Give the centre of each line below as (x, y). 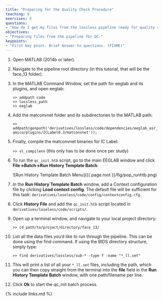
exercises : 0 (19, 18)
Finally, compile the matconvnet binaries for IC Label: (66, 141)
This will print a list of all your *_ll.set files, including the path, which (82, 265)
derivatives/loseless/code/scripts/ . (50, 209)
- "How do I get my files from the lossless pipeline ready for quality (80, 28)
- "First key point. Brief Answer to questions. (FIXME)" (65, 46)
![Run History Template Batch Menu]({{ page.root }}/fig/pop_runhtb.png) (85, 175)
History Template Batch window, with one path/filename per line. (78, 275)
